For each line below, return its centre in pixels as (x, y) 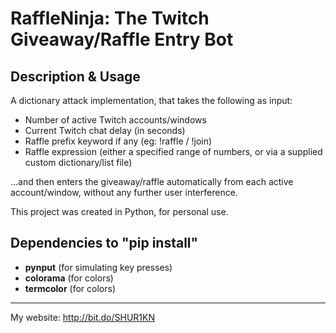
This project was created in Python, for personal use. (119, 211)
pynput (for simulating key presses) (98, 267)
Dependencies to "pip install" (104, 243)
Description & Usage (75, 76)
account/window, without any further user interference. (124, 192)
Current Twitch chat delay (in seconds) (105, 130)
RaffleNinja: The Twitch (110, 18)
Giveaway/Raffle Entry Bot (122, 39)
